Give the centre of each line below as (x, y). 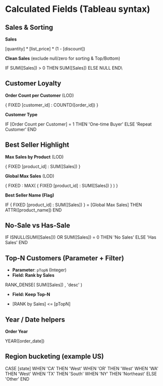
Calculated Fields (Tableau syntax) (78, 9)
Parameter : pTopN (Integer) (39, 270)
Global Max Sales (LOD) (30, 176)
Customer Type (21, 114)
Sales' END (16, 243)
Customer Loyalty (33, 83)
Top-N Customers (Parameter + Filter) (65, 258)
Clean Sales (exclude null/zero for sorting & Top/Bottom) (63, 58)
